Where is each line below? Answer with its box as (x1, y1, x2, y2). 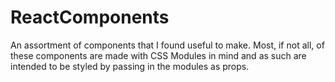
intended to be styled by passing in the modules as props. (10, 60, 250, 72)
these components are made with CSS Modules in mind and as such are (10, 49, 307, 61)
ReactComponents (10, 6, 170, 29)
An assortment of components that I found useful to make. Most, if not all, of (10, 39, 325, 51)
